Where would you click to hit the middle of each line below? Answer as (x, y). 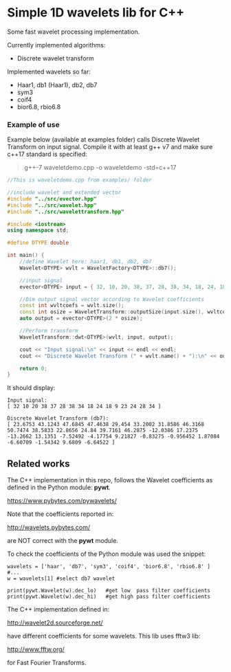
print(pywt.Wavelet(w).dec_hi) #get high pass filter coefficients (109, 597)
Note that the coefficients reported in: (60, 514)
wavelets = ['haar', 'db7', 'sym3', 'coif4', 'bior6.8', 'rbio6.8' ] (109, 567)
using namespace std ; (38, 231)
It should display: (31, 388)
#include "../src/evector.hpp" (52, 199)
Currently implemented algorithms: (56, 45)
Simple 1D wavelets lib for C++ (96, 13)
